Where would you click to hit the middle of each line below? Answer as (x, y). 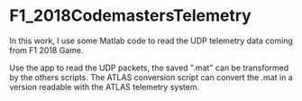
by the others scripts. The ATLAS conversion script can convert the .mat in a (151, 77)
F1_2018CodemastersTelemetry (131, 16)
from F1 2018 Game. (46, 50)
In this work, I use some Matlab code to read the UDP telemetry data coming (151, 41)
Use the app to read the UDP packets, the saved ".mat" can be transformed (149, 68)
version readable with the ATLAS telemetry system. (105, 87)
